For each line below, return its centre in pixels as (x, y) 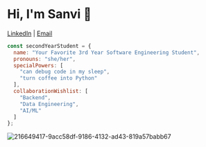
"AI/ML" (31, 110)
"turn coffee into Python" (59, 78)
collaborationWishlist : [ (51, 92)
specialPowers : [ (38, 65)
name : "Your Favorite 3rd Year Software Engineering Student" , (106, 52)
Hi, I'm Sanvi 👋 (50, 14)
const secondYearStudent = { (49, 46)
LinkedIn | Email (30, 33)
